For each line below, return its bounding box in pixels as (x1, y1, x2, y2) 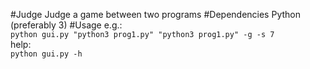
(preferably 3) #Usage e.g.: (10, 19, 123, 31)
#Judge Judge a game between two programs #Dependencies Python (10, 9, 301, 20)
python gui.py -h (10, 49, 83, 59)
